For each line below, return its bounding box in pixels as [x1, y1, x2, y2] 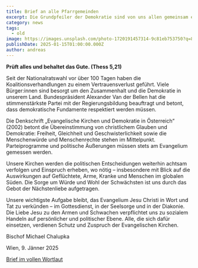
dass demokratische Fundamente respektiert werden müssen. [6, 105, 157, 113]
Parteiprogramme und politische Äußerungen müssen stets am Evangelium [6, 142, 188, 149]
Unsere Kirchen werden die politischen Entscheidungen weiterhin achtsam [6, 160, 187, 167]
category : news [6, 19, 44, 25]
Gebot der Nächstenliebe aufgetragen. [6, 185, 100, 192]
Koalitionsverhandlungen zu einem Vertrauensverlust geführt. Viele [6, 81, 169, 88]
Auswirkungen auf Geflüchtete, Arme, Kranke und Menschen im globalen [6, 172, 184, 180]
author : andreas [6, 47, 46, 53]
